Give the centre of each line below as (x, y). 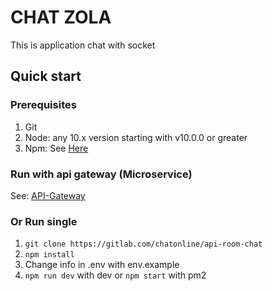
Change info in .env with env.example (102, 265)
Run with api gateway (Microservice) (101, 174)
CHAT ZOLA (61, 17)
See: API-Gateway (48, 195)
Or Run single (44, 221)
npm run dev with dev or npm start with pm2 (115, 275)
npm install (49, 255)
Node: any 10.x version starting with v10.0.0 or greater (136, 137)
